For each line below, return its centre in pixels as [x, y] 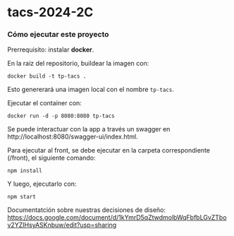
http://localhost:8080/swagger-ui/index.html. [73, 137]
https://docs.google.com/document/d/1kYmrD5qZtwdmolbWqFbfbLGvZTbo [117, 218]
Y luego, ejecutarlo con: [42, 184]
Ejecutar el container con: [45, 103]
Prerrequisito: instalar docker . [51, 49]
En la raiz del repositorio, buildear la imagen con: [78, 64]
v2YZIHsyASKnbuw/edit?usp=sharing [62, 225]
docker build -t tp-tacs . [47, 76]
